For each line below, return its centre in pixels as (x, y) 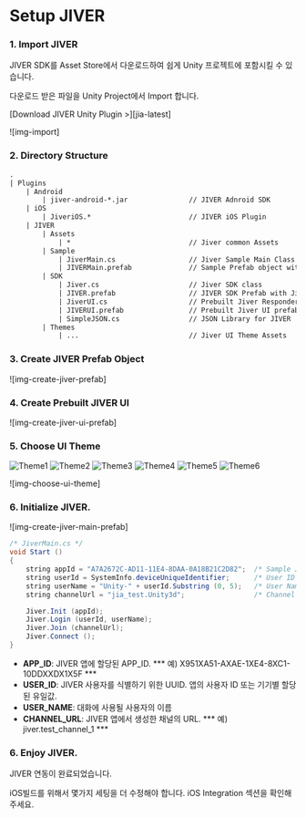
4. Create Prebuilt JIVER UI (70, 402)
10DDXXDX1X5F (53, 673)
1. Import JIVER (44, 45)
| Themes (59, 327)
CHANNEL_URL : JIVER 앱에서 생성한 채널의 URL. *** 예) (125, 719)
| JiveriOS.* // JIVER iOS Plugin (154, 217)
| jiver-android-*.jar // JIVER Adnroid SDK (157, 200)
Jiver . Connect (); (61, 637)
